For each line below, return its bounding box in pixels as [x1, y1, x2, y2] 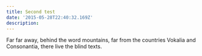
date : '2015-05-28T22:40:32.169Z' [6, 14, 94, 20]
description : [6, 20, 39, 26]
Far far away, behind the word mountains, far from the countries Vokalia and [6, 37, 197, 44]
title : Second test [6, 8, 56, 15]
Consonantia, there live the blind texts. [6, 43, 102, 50]
